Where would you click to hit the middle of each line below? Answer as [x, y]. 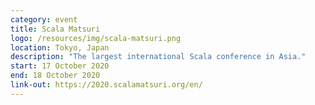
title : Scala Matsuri [55, 29]
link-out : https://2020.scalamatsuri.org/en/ [106, 85]
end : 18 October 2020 [55, 76]
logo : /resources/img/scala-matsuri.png [96, 38]
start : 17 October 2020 [60, 66]
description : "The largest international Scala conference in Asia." [158, 57]
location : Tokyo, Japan [60, 47]
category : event [44, 19]
